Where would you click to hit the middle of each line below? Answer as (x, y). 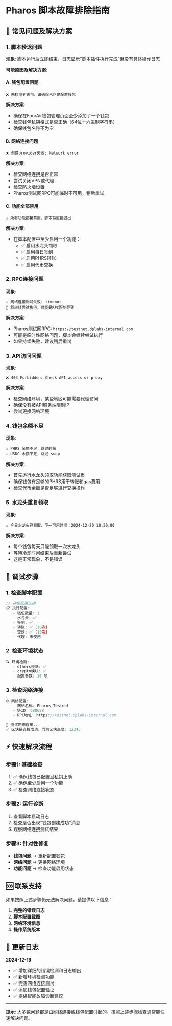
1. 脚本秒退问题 (24, 47)
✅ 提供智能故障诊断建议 (38, 996)
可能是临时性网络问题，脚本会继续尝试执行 (58, 335)
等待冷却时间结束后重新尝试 (42, 553)
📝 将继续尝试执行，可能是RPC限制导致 (40, 308)
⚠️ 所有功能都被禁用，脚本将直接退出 (39, 218)
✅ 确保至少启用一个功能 (38, 783)
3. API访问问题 (24, 356)
